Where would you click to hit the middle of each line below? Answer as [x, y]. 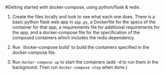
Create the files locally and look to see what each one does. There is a [83, 17]
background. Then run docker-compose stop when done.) [70, 67]
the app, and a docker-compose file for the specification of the [76, 32]
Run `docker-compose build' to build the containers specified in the [81, 47]
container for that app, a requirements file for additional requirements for [86, 27]
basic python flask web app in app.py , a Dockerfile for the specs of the [84, 22]
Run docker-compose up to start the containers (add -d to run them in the [85, 62]
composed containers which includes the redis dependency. [74, 37]
